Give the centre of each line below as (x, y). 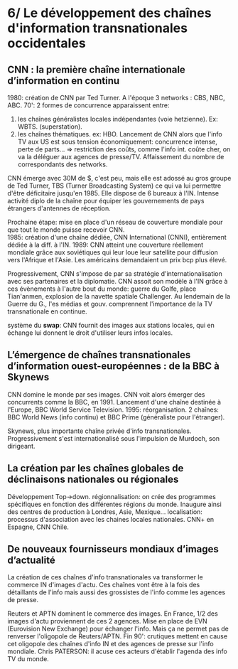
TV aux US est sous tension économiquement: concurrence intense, (118, 141)
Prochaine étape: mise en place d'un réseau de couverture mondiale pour (115, 222)
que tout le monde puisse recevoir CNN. (66, 230)
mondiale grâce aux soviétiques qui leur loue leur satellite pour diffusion (113, 252)
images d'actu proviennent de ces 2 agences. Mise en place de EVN (107, 621)
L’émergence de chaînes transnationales (99, 355)
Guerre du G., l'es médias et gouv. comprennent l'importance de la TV (110, 304)
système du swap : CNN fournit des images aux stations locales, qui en (111, 325)
